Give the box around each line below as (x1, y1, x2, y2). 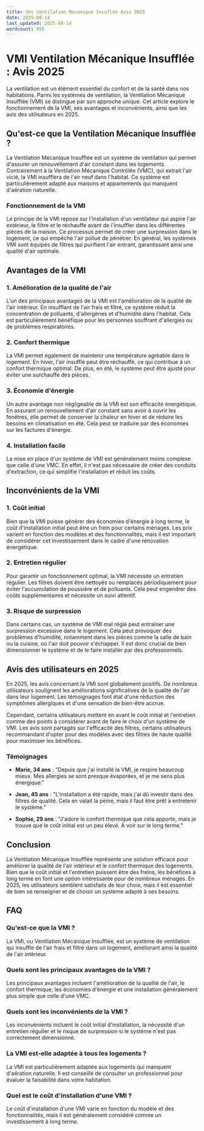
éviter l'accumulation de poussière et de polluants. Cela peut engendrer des (6, 585, 196, 592)
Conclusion (6, 839, 51, 850)
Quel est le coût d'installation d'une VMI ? (6, 1091, 132, 1099)
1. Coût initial (6, 504, 46, 512)
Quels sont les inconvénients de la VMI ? (6, 1007, 129, 1016)
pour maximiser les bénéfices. (6, 737, 82, 744)
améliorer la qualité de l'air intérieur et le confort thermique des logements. (6, 862, 194, 869)
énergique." (15, 779, 44, 787)
